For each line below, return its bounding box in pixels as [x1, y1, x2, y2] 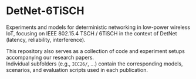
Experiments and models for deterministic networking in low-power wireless [6, 24, 191, 31]
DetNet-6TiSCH [6, 4, 85, 18]
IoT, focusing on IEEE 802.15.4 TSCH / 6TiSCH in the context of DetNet [6, 29, 177, 37]
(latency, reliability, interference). [6, 36, 86, 43]
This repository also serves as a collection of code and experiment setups [6, 47, 185, 54]
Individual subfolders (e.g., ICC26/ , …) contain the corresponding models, [6, 60, 183, 67]
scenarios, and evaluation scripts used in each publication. [6, 66, 148, 73]
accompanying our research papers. [6, 54, 94, 61]
